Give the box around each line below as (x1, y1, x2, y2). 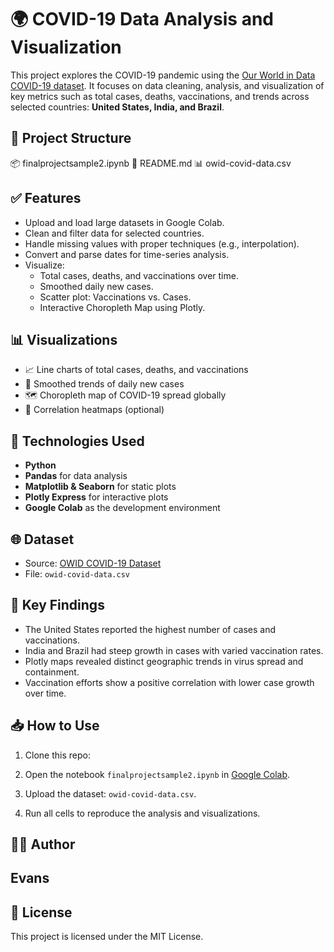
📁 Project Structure (10, 130, 132, 147)
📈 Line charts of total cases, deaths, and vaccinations (24, 364, 249, 376)
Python (24, 459, 57, 471)
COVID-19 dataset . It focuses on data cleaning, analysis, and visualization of (10, 79, 325, 91)
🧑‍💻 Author (10, 836, 76, 853)
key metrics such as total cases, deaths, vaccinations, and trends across (10, 90, 310, 102)
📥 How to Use (10, 717, 100, 735)
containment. (24, 666, 80, 678)
